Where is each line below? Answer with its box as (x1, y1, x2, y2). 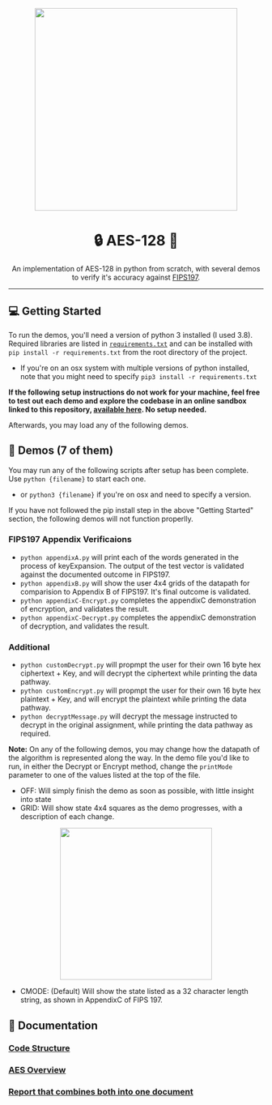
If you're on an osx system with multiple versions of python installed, (19, 363, 249, 373)
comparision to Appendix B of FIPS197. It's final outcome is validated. (19, 587, 251, 596)
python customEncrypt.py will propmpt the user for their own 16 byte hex (19, 685, 261, 696)
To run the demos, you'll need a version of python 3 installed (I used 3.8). (8, 330, 253, 339)
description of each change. (19, 812, 115, 821)
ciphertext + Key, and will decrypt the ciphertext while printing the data (19, 668, 257, 678)
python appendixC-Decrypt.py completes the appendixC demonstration (19, 612, 257, 622)
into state (19, 795, 52, 804)
